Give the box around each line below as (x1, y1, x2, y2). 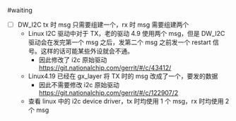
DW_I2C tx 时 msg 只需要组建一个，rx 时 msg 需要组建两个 (17, 20, 189, 29)
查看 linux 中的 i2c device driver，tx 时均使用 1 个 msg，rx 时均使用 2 (28, 97, 230, 106)
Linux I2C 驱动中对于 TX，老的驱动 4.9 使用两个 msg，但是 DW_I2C (28, 30, 225, 38)
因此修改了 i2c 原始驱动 (38, 56, 107, 64)
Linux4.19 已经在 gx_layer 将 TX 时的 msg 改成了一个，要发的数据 (28, 72, 218, 80)
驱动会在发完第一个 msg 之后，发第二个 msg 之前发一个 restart (28, 38, 211, 46)
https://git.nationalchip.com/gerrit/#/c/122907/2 (38, 89, 179, 97)
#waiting (7, 6, 33, 14)
